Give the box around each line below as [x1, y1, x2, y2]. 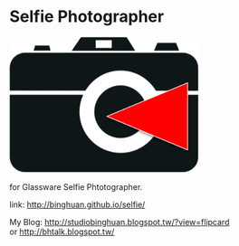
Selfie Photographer [9, 6, 165, 27]
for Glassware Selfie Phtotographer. [9, 181, 143, 192]
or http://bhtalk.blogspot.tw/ [9, 226, 115, 237]
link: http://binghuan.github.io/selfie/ [9, 199, 146, 210]
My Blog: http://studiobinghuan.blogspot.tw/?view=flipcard [9, 216, 230, 227]
